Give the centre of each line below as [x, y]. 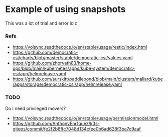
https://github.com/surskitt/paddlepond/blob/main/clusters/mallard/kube [88, 79]
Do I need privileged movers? [36, 108]
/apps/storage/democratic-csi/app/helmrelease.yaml [67, 84]
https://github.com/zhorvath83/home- [52, 63]
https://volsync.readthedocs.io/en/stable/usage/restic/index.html [80, 47]
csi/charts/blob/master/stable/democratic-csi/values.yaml [72, 58]
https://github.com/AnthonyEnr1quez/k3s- [56, 123]
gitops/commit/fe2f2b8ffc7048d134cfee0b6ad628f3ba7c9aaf [77, 128]
